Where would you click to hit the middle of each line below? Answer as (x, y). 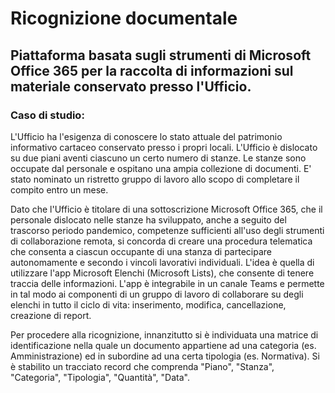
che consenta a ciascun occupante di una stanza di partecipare (141, 251)
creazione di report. (51, 315)
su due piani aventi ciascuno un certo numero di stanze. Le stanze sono (158, 158)
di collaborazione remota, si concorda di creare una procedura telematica (161, 241)
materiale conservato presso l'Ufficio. (131, 86)
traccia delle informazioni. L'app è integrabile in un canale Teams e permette (167, 283)
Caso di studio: (47, 115)
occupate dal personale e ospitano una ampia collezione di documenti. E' (161, 168)
